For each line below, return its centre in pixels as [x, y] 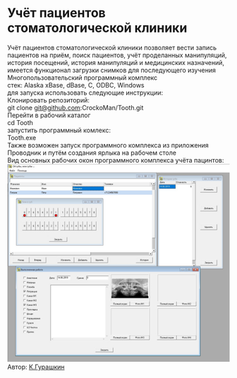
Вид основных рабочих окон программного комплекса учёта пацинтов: [116, 160]
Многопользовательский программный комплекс [83, 77]
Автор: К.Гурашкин [36, 367]
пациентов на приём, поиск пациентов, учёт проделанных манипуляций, [117, 55]
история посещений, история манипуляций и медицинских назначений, [116, 62]
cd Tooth [20, 122]
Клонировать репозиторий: [49, 100]
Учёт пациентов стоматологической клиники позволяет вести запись [112, 47]
